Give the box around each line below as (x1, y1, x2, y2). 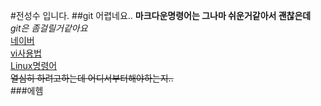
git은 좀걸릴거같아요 (10, 22, 88, 34)
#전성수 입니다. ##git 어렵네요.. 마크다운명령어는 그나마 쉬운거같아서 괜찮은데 (10, 10, 312, 21)
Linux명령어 (10, 60, 58, 71)
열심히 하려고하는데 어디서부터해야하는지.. (10, 72, 174, 84)
